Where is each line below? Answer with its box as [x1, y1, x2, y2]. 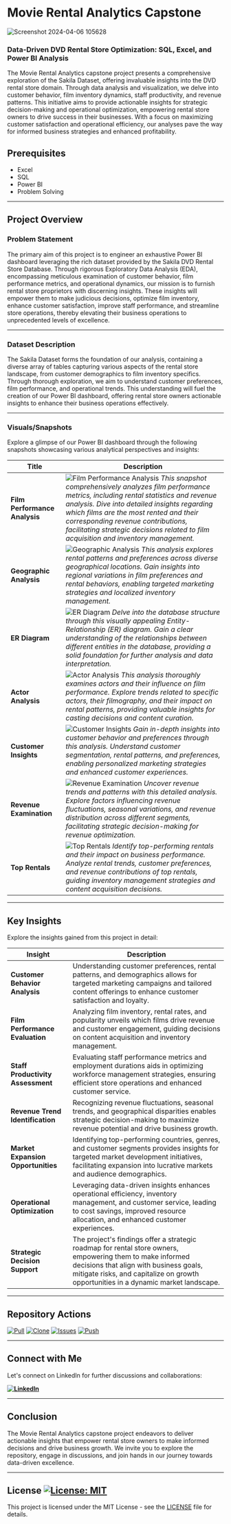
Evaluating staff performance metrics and [72, 1052, 207, 1062]
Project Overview [7, 214, 83, 226]
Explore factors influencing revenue [65, 796, 181, 805]
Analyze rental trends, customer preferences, [65, 858, 212, 868]
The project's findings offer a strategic [72, 1234, 197, 1244]
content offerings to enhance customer [72, 987, 199, 997]
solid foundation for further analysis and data [65, 651, 213, 660]
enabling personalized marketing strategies [65, 759, 207, 768]
